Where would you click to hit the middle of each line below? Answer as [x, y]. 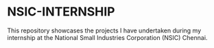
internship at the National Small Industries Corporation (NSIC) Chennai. [107, 37]
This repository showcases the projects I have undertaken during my [104, 30]
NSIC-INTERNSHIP [61, 12]
